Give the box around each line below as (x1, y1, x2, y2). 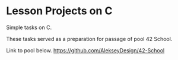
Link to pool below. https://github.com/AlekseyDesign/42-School (6, 46, 165, 54)
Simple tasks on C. (6, 24, 52, 31)
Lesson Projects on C (6, 4, 113, 18)
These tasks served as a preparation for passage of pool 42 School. (6, 35, 173, 42)
